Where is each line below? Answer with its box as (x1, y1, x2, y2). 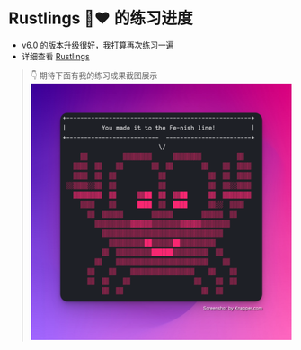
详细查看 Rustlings (21, 50, 91, 61)
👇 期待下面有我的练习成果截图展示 (30, 69, 158, 81)
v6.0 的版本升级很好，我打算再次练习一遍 (21, 40, 174, 50)
